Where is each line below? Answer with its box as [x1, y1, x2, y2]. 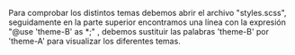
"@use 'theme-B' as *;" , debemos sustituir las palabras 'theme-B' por [8, 27, 270, 36]
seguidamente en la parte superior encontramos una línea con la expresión [8, 17, 287, 27]
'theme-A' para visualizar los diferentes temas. [8, 35, 181, 46]
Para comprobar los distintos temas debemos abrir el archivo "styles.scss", [8, 8, 287, 18]
